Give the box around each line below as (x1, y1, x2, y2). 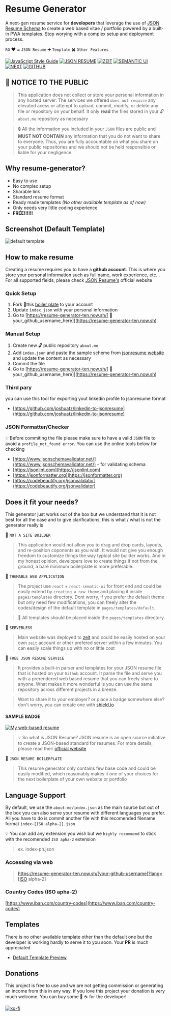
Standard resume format (12, 194, 65, 200)
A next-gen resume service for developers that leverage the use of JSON (5, 20, 160, 26)
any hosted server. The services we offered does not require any (17, 97, 156, 103)
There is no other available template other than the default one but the (5, 934, 153, 940)
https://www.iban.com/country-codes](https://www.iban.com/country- (7, 900, 156, 906)
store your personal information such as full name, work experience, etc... (5, 272, 160, 278)
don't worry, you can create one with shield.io (17, 702, 115, 708)
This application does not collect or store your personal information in (17, 92, 164, 98)
